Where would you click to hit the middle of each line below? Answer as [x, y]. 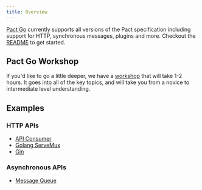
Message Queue [36, 181]
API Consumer [33, 139]
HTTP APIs [23, 125]
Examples [25, 108]
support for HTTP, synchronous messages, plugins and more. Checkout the [101, 36]
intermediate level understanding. [48, 89]
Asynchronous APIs [37, 167]
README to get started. [36, 42]
